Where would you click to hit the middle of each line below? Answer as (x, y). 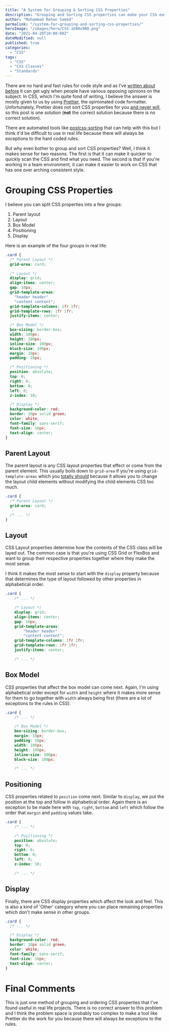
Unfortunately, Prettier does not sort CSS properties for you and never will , (83, 107)
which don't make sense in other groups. (48, 912)
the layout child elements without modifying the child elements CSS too (80, 482)
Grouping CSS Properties (59, 190)
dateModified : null (26, 39)
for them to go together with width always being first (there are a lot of (78, 698)
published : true (22, 43)
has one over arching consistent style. (45, 170)
